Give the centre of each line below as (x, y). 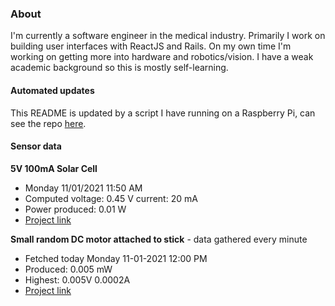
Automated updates (52, 90)
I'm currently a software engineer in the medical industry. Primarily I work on (168, 36)
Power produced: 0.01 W (75, 209)
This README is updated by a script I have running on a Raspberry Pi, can (163, 113)
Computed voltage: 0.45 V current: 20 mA (111, 198)
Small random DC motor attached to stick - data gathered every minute (159, 239)
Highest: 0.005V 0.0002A (77, 279)
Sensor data (36, 146)
